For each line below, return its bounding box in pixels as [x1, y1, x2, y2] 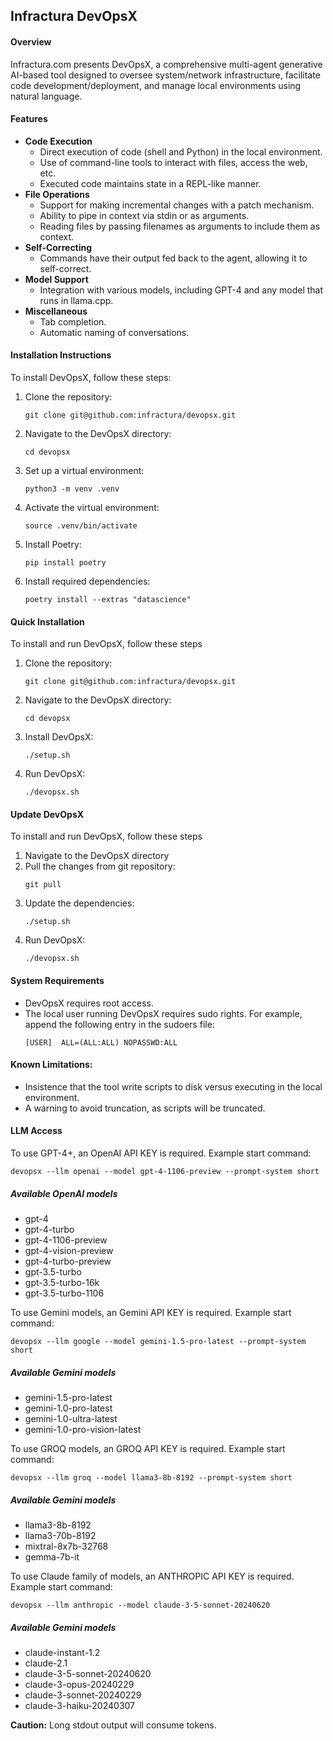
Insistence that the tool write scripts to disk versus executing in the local [24, 1080, 323, 1093]
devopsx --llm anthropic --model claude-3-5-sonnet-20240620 [10, 1600, 271, 1610]
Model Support [24, 273, 89, 285]
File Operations [24, 188, 90, 200]
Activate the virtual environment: [24, 502, 160, 513]
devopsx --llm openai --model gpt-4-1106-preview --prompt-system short [10, 1167, 320, 1177]
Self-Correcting [24, 241, 93, 253]
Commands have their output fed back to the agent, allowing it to [39, 252, 308, 264]
